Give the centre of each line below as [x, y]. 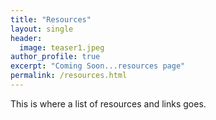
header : [26, 38]
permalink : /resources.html [69, 76]
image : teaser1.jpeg [62, 47]
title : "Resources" [51, 19]
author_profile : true [55, 57]
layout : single [42, 29]
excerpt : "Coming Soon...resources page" [98, 66]
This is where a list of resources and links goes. [108, 103]
